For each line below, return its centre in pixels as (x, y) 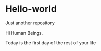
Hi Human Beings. (24, 33)
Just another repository (30, 23)
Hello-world (31, 9)
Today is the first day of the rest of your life (51, 43)
